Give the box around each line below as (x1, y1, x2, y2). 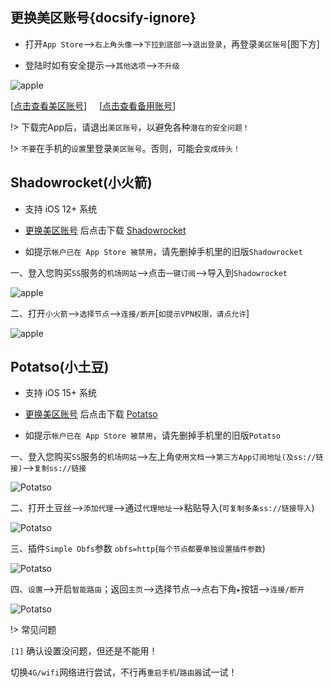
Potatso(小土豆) (10, 359, 110, 376)
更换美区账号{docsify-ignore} (10, 9, 197, 27)
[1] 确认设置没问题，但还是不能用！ (10, 645, 158, 657)
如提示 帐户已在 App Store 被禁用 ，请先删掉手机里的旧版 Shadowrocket (24, 245, 303, 257)
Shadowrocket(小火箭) (10, 174, 153, 192)
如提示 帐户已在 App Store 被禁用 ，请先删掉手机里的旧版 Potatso (24, 429, 281, 442)
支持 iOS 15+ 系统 (24, 387, 97, 399)
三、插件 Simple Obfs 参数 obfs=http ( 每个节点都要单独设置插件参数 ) (10, 543, 266, 555)
